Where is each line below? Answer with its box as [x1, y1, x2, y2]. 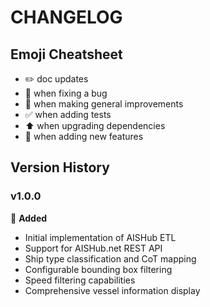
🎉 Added [10, 212, 48, 224]
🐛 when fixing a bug [24, 87, 108, 99]
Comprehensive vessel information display [24, 284, 201, 296]
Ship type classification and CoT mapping [24, 252, 197, 265]
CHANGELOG [10, 6, 123, 29]
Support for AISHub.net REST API [24, 242, 163, 254]
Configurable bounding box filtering [24, 263, 173, 275]
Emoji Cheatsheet [10, 46, 123, 63]
